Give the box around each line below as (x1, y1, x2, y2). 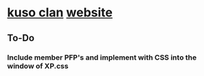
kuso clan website (7, 5, 113, 21)
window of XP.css (7, 61, 69, 71)
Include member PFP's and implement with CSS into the (7, 53, 197, 62)
